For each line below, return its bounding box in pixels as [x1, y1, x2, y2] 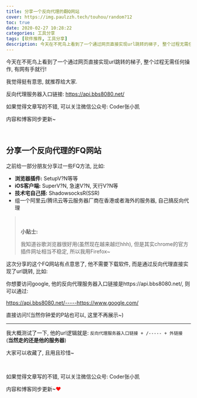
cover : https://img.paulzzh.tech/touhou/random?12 [6, 14, 133, 20]
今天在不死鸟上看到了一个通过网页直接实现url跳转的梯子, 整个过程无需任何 [6, 58, 185, 65]
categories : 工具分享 [6, 31, 56, 36]
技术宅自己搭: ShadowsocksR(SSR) [14, 189, 100, 197]
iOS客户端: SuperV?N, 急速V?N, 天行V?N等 [14, 182, 118, 189]
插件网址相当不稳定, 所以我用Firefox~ [20, 248, 111, 255]
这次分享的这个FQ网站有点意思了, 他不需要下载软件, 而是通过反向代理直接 [6, 260, 184, 267]
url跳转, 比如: [16, 268, 48, 275]
